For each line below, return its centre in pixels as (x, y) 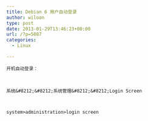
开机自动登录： (22, 68)
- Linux (22, 46)
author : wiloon (25, 18)
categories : (21, 40)
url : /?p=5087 (24, 34)
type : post (20, 23)
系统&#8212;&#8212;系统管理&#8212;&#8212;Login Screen (74, 91)
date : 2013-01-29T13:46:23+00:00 (49, 29)
